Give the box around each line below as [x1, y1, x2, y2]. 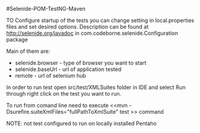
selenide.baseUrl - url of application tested [14, 66, 122, 73]
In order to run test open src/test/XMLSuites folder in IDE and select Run [6, 84, 186, 91]
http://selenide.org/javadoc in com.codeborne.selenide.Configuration [6, 29, 178, 37]
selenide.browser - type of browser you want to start [14, 60, 146, 66]
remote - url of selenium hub [14, 72, 86, 79]
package [6, 36, 28, 43]
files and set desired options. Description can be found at [6, 23, 149, 30]
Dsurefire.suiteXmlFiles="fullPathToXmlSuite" [6, 108, 119, 115]
